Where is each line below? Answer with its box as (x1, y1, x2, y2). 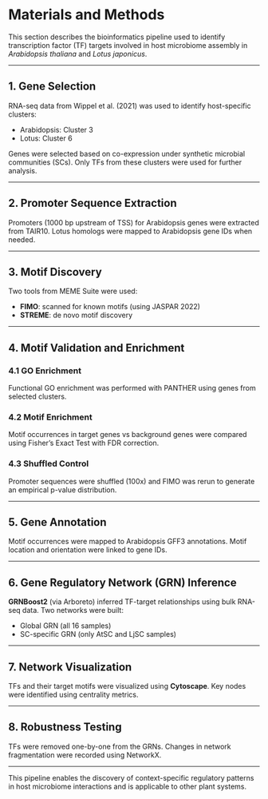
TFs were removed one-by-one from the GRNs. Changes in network (8, 741, 231, 751)
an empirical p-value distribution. (8, 485, 117, 495)
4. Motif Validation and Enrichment (8, 341, 185, 355)
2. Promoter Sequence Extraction (8, 197, 177, 210)
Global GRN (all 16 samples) (19, 621, 112, 630)
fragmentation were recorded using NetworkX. (8, 749, 162, 760)
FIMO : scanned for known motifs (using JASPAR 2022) (19, 302, 201, 312)
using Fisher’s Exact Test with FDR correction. (8, 438, 160, 448)
